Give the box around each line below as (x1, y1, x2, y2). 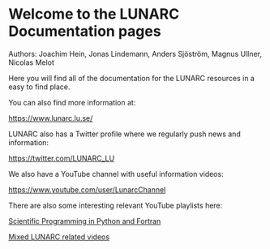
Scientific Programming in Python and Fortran (8, 216, 161, 225)
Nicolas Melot (8, 58, 55, 67)
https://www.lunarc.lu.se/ (8, 113, 93, 122)
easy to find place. (8, 82, 71, 92)
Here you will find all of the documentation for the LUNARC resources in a (8, 73, 255, 83)
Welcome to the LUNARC (8, 5, 180, 24)
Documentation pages (8, 22, 161, 41)
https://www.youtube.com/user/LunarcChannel (8, 184, 166, 195)
